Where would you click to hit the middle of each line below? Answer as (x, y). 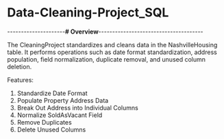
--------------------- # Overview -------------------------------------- (105, 31)
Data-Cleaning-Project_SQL (88, 13)
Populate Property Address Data (63, 100)
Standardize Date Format (52, 93)
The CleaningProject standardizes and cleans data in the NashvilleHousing (112, 45)
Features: (21, 79)
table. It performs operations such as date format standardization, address (112, 52)
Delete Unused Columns (51, 129)
